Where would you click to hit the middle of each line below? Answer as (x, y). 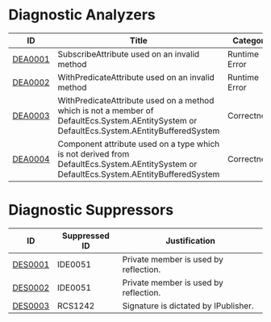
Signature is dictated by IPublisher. (188, 306)
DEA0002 (31, 82)
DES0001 (31, 264)
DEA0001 (31, 59)
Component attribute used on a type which (139, 144)
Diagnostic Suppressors (91, 210)
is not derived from (94, 153)
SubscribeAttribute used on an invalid (129, 54)
